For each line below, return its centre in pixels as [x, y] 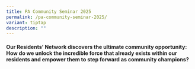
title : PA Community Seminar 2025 [49, 11]
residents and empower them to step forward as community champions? [97, 59]
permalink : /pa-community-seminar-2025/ [57, 17]
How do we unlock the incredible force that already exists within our [92, 53]
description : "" [26, 28]
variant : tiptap [26, 22]
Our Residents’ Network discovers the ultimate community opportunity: [97, 47]
